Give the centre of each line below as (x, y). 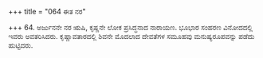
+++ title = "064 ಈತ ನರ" (47, 12)
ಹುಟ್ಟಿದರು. (21, 45)
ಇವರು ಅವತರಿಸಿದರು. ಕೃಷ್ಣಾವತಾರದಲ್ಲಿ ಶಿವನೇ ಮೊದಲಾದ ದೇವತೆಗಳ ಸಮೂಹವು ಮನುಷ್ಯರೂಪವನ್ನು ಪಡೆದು (131, 36)
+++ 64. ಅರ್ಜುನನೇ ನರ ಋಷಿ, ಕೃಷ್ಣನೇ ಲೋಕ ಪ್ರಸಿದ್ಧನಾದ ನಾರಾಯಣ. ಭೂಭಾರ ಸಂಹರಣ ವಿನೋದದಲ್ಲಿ (131, 27)
